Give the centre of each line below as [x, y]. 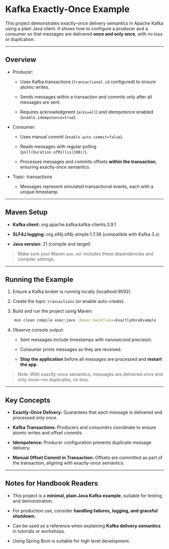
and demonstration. [33, 501]
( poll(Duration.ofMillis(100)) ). [54, 151]
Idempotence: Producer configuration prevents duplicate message [82, 443]
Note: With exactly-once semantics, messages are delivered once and [90, 374]
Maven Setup [26, 212]
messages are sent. [40, 102]
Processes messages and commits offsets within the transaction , [89, 162]
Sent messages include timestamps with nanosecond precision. [86, 340]
